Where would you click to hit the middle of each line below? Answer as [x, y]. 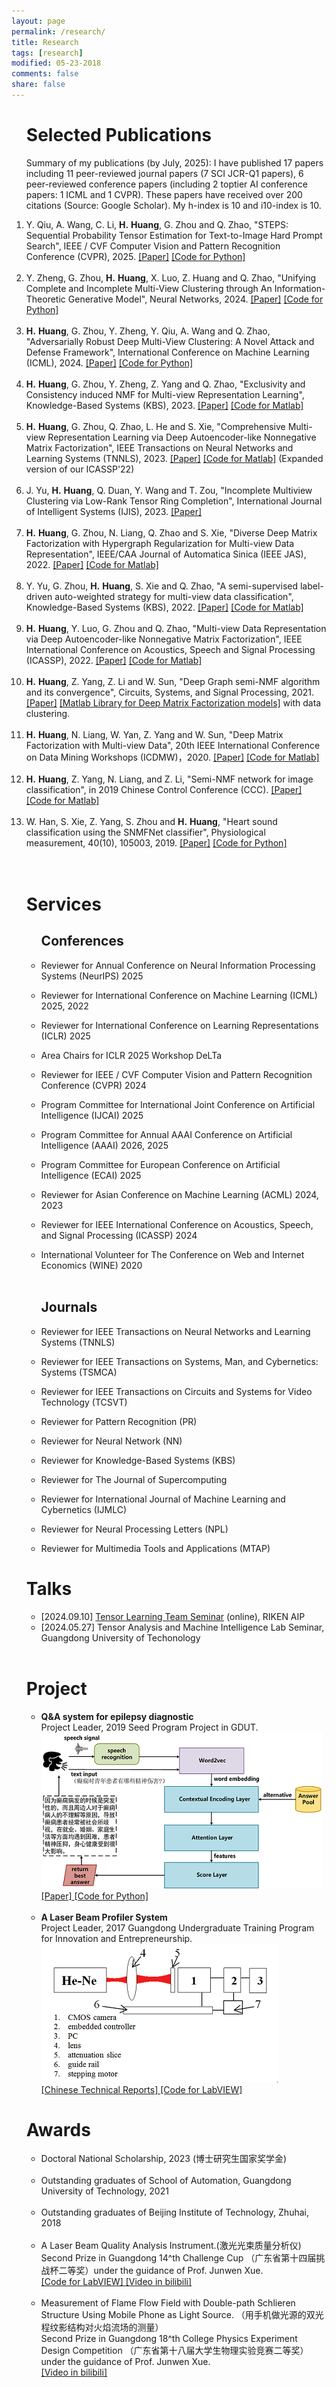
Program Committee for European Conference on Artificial [160, 1164]
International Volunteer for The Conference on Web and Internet [172, 1254]
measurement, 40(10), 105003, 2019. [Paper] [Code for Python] [156, 842]
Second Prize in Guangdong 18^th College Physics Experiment [169, 2339]
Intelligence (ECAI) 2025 [91, 1175]
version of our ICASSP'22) [80, 469]
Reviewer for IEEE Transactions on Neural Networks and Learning [175, 1331]
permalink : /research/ [58, 31]
